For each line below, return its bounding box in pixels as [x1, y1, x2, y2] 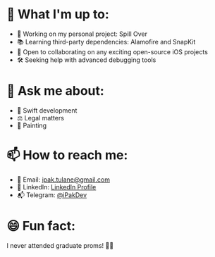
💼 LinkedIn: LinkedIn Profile [16, 182, 97, 191]
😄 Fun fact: [6, 218, 75, 234]
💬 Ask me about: [6, 83, 105, 99]
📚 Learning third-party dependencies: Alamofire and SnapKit [16, 37, 196, 46]
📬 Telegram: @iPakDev [16, 190, 87, 199]
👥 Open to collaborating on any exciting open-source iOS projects [16, 47, 209, 56]
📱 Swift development [16, 106, 78, 115]
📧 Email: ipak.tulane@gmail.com [16, 175, 111, 184]
